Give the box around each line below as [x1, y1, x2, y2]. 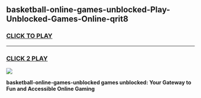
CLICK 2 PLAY [6, 54, 48, 62]
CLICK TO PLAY [6, 32, 53, 40]
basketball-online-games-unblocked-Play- [6, 5, 170, 15]
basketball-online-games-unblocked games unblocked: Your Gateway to [6, 78, 191, 86]
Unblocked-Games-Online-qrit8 [6, 14, 129, 24]
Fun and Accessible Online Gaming [6, 85, 95, 92]
